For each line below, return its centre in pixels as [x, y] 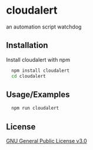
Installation [27, 45]
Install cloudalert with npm [38, 59]
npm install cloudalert [40, 71]
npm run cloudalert [35, 108]
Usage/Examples [38, 95]
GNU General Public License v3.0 [46, 141]
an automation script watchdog [44, 27]
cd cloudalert [29, 76]
